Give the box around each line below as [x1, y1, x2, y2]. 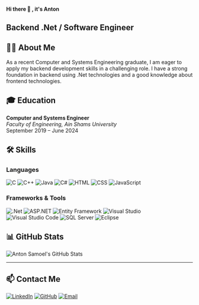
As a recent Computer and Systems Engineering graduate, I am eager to [6, 58, 182, 65]
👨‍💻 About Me [6, 43, 56, 53]
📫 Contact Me [6, 274, 61, 284]
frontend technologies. [6, 77, 62, 84]
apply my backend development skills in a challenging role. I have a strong [6, 65, 188, 72]
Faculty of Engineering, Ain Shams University [6, 120, 117, 128]
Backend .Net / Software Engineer [6, 22, 134, 33]
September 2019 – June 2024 [6, 127, 79, 134]
